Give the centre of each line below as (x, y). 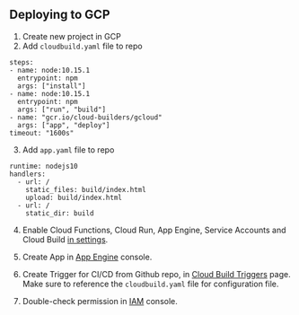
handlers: (28, 174)
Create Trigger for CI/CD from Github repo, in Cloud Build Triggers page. (156, 274)
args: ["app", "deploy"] (64, 125)
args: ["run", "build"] (62, 109)
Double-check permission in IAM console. (100, 301)
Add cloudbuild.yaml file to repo (82, 46)
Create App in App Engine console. (87, 257)
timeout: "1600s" (42, 133)
